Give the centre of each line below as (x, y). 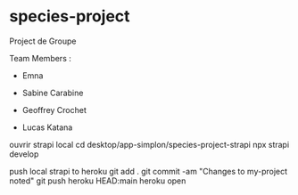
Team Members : (40, 58)
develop (24, 154)
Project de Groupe (43, 41)
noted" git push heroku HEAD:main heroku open (98, 181)
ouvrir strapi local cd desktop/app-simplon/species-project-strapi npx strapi (149, 144)
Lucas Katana (47, 127)
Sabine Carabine (53, 93)
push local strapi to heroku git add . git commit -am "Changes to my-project (149, 171)
